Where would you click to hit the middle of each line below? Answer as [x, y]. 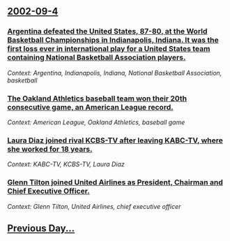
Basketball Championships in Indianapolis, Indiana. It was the [113, 40]
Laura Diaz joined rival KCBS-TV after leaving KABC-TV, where [115, 140]
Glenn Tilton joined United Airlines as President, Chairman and [115, 182]
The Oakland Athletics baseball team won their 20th [97, 98]
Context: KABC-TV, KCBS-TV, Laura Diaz [66, 164]
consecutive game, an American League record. [90, 107]
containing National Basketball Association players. [97, 57]
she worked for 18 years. [50, 149]
